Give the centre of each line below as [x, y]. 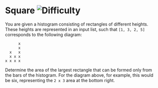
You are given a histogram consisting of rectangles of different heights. [77, 24]
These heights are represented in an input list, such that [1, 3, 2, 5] [75, 29]
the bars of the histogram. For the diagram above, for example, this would [79, 75]
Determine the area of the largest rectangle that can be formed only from [79, 70]
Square [20, 11]
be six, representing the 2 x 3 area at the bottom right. [60, 80]
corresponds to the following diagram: [44, 34]
